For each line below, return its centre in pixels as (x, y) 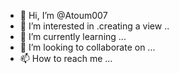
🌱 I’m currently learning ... (73, 36)
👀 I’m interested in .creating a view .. (94, 26)
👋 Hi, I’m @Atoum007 (63, 15)
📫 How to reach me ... (66, 58)
